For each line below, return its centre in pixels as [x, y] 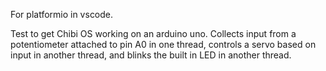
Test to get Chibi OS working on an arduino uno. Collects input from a [153, 33]
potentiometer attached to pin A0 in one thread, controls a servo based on [163, 44]
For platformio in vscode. [62, 14]
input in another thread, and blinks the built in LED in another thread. [151, 55]
